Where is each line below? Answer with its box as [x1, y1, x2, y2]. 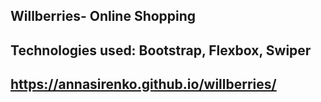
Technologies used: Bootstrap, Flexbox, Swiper [10, 42, 312, 59]
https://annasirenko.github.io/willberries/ [10, 76, 277, 93]
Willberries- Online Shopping [10, 8, 197, 25]
